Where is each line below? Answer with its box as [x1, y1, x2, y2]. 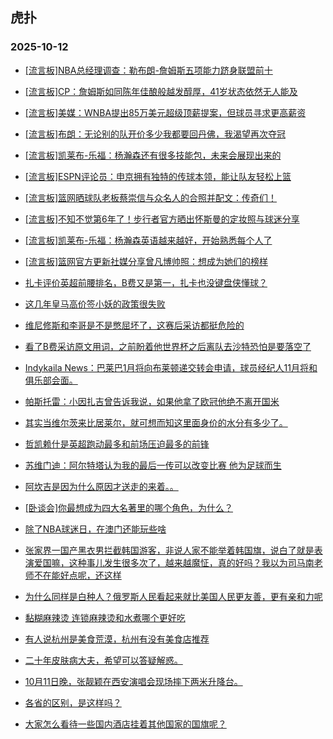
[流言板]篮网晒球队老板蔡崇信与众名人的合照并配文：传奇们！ [24, 191, 278, 203]
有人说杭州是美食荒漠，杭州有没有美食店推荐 [24, 633, 210, 645]
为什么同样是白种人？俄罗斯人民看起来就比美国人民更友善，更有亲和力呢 [24, 590, 323, 602]
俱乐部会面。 [24, 374, 78, 386]
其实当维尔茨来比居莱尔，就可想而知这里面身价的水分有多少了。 [24, 416, 288, 428]
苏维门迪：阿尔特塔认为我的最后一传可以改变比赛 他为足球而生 [24, 459, 282, 471]
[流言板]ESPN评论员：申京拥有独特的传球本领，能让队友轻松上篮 [24, 170, 292, 182]
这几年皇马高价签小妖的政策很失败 [24, 298, 166, 310]
